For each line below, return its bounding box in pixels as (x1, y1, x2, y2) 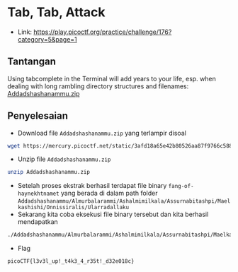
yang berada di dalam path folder (60, 189, 158, 198)
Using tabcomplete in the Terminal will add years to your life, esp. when (7, 74, 216, 83)
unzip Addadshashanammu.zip (7, 169, 91, 176)
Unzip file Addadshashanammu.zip (17, 155, 111, 163)
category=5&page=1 (17, 35, 78, 43)
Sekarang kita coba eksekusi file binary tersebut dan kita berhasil (17, 210, 209, 219)
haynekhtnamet (17, 190, 59, 198)
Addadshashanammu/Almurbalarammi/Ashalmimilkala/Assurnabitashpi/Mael (17, 198, 231, 205)
